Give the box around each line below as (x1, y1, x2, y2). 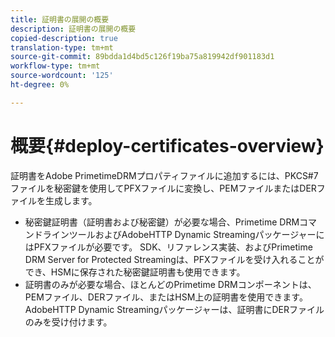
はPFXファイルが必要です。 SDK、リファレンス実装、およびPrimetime (24, 241, 313, 253)
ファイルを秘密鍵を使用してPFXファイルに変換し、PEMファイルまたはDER (10, 182, 317, 194)
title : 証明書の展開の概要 (10, 14, 110, 25)
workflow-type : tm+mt (10, 61, 101, 71)
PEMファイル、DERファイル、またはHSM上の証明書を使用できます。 (24, 291, 308, 303)
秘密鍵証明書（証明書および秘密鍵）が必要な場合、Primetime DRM (24, 216, 300, 228)
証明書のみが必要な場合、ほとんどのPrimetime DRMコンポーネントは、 (24, 278, 317, 290)
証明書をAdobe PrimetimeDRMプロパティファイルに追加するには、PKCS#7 (10, 169, 319, 181)
